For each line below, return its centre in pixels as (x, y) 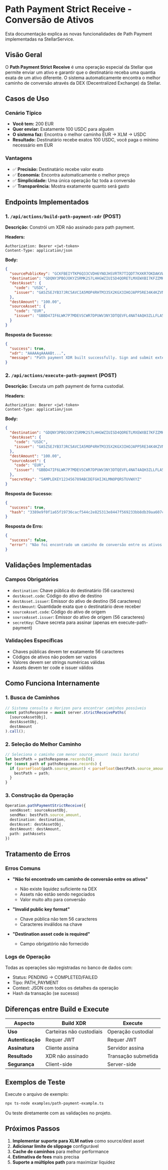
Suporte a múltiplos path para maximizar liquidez (64, 1162)
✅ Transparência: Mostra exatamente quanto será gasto (71, 186)
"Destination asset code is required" (51, 934)
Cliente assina (62, 1048)
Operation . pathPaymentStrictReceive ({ (45, 806)
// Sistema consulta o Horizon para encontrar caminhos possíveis (76, 708)
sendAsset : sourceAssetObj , (39, 810)
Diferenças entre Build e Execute (57, 1009)
